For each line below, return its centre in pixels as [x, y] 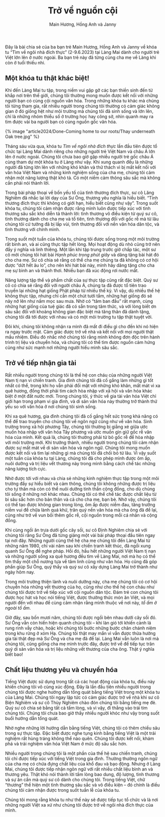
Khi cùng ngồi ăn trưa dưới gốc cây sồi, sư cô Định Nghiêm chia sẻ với [76, 530]
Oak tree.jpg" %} [22, 137]
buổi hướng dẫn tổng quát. [32, 719]
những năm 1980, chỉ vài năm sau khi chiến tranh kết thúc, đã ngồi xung [78, 546]
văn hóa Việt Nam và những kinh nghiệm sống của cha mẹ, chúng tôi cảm [80, 172]
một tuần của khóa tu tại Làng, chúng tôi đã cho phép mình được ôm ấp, [78, 458]
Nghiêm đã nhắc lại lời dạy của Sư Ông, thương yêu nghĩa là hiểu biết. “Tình [82, 197]
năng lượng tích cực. [26, 469]
